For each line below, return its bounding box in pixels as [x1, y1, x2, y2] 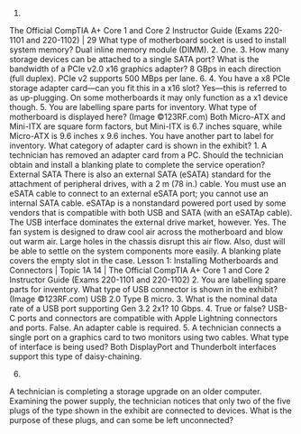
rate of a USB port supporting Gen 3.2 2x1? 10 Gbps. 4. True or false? [9, 303, 266, 314]
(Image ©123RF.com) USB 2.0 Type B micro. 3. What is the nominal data [9, 293, 278, 304]
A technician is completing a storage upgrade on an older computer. [9, 386, 262, 396]
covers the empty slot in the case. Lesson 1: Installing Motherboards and [9, 255, 279, 265]
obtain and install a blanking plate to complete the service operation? [9, 160, 266, 170]
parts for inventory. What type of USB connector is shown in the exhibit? [9, 284, 278, 294]
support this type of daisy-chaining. [9, 351, 142, 362]
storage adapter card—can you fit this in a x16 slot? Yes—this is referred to [9, 83, 287, 93]
